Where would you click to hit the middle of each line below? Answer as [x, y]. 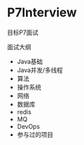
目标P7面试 [23, 32]
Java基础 [30, 61]
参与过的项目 [35, 134]
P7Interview [42, 13]
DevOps [28, 126]
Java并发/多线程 [40, 70]
